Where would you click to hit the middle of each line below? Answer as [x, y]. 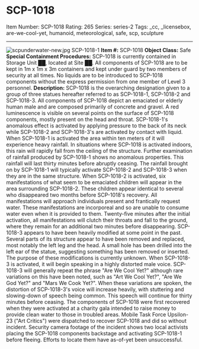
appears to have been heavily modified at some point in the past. [103, 232]
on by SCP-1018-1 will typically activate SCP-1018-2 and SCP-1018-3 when [97, 169]
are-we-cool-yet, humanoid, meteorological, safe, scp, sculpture [85, 33]
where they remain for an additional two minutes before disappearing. [91, 226]
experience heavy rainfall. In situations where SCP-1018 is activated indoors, [99, 144]
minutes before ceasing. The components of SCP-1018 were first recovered [98, 302]
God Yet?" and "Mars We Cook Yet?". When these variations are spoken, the [99, 283]
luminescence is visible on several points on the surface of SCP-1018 [90, 113]
